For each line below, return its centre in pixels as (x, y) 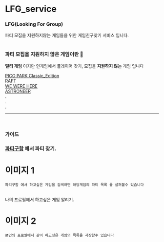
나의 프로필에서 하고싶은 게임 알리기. (40, 199)
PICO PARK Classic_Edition (32, 75)
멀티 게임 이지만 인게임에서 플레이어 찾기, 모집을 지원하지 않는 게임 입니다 (74, 66)
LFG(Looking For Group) (34, 24)
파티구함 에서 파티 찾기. (31, 149)
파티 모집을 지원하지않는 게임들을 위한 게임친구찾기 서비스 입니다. (67, 36)
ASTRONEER (18, 91)
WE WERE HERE (21, 86)
